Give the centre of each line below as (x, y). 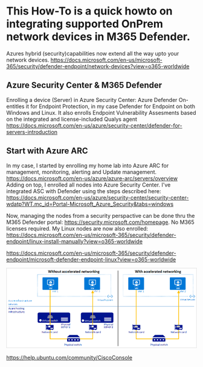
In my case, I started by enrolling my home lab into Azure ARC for (88, 165)
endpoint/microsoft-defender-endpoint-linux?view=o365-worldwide (91, 259)
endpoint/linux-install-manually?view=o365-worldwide (75, 241)
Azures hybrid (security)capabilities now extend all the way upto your (93, 53)
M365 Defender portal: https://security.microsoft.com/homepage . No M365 (100, 222)
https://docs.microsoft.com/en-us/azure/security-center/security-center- (98, 197)
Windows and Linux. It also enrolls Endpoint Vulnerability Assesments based (101, 112)
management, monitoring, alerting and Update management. (82, 172)
